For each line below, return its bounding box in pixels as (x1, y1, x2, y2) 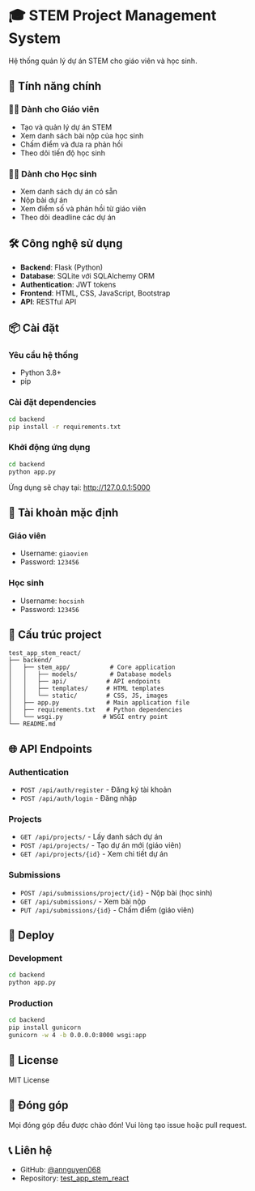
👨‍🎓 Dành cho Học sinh (8, 168, 97, 179)
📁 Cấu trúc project (8, 627, 102, 641)
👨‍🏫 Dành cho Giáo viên (8, 104, 100, 115)
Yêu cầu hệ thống (8, 350, 79, 361)
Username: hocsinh (19, 596, 85, 606)
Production (8, 997, 53, 1009)
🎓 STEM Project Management (8, 6, 217, 25)
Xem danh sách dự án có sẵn (19, 186, 117, 196)
